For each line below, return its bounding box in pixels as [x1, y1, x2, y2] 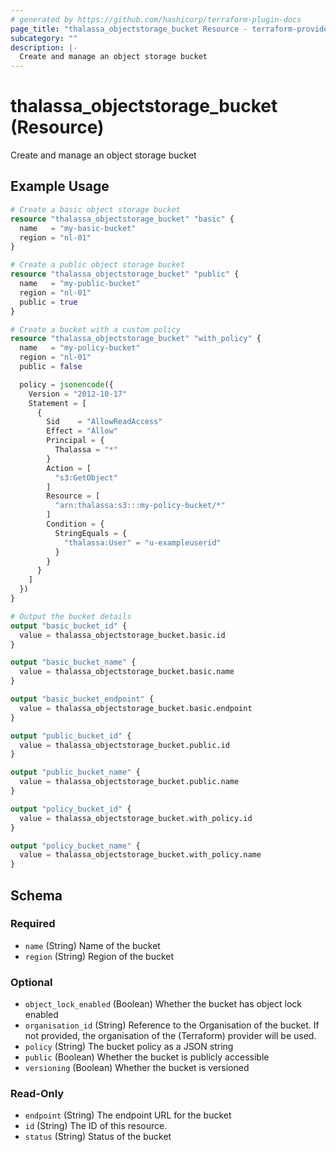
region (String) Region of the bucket [24, 950, 175, 962]
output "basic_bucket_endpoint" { [10, 694, 155, 704]
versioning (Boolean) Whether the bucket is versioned [24, 1062, 250, 1074]
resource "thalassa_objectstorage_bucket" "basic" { [10, 214, 235, 224]
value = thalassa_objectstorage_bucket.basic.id [19, 630, 226, 640]
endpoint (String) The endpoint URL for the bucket [24, 1109, 232, 1121]
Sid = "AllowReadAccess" [46, 417, 163, 427]
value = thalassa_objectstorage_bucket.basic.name [19, 667, 235, 677]
